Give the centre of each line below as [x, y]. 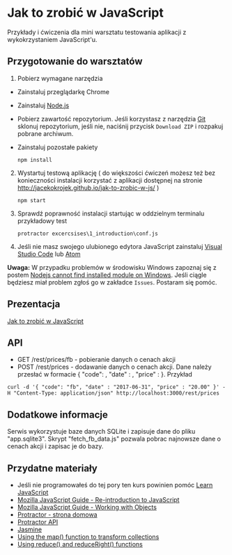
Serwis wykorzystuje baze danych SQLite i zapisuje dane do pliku [101, 432]
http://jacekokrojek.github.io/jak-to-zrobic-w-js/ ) [88, 188]
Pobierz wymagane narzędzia [60, 78]
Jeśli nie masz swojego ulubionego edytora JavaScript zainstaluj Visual [120, 246]
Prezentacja [34, 304]
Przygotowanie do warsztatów [75, 62]
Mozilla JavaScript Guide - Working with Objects [87, 507]
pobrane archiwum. [45, 133]
